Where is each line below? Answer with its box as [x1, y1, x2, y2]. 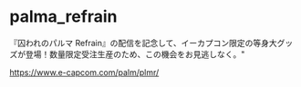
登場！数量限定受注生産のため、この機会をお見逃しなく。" [25, 48, 245, 60]
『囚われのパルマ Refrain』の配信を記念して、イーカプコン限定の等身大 [9, 37, 278, 48]
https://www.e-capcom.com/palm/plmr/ [9, 66, 160, 78]
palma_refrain [9, 6, 118, 27]
